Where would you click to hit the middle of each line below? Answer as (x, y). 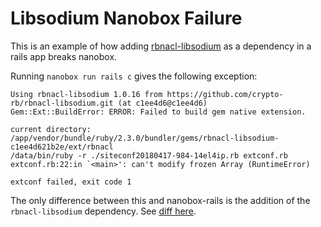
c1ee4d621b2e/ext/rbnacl (62, 147)
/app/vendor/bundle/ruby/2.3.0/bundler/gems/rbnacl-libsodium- (145, 138)
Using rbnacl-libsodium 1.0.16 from (86, 94)
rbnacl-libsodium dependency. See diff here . (103, 211)
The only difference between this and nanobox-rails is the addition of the (160, 200)
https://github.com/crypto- (225, 94)
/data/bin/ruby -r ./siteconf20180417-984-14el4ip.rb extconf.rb (149, 155)
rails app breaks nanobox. (64, 56)
